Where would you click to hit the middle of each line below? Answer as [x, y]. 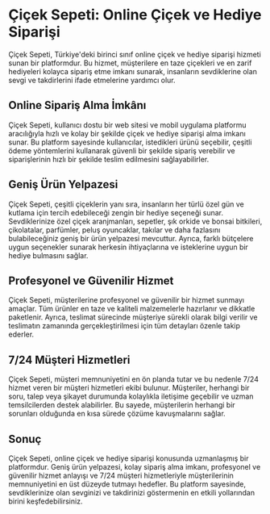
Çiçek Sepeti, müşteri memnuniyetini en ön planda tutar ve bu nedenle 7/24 [134, 379]
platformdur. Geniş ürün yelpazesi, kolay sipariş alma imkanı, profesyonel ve [135, 467]
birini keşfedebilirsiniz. [46, 501]
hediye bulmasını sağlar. [48, 255]
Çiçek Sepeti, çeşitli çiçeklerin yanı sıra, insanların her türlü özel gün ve [126, 204]
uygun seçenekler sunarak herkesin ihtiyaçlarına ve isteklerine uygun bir [128, 247]
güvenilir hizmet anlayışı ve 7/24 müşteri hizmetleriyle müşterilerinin [121, 475]
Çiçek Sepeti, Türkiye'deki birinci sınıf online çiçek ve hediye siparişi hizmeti [135, 54]
